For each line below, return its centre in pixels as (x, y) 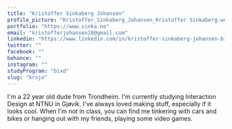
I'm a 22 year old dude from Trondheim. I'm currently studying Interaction (112, 97)
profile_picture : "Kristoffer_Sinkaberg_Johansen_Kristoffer (97, 20)
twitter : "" (24, 45)
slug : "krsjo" (28, 77)
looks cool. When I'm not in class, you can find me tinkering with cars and (112, 111)
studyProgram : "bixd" (38, 71)
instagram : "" (28, 64)
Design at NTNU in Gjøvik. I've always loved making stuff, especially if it (109, 104)
